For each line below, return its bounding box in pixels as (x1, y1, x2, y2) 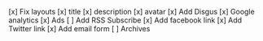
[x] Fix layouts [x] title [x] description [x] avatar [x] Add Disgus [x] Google (8, 7, 255, 16)
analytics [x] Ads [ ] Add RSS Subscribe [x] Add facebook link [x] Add (8, 15, 243, 25)
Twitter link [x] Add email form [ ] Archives (8, 24, 151, 33)
